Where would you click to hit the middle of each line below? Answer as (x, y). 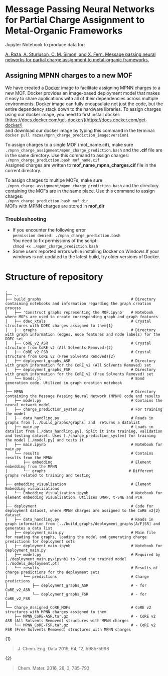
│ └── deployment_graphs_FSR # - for (76, 594)
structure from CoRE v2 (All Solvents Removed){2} (59, 348)
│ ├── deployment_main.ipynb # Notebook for (84, 546)
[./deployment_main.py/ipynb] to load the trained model (66, 559)
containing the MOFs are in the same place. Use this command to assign (80, 191)
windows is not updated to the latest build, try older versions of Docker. (86, 257)
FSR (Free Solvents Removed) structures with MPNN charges (68, 629)
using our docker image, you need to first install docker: (63, 114)
